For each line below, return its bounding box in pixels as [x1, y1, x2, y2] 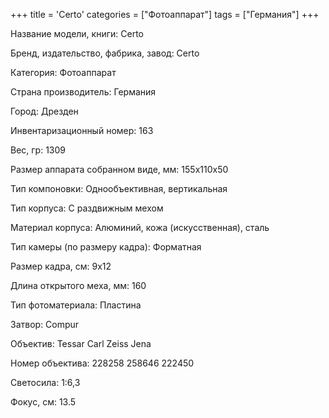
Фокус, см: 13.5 [10, 396, 77, 408]
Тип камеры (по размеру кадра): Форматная [10, 241, 202, 253]
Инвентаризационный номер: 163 [10, 125, 154, 136]
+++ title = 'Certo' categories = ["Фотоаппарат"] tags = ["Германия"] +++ [10, 9, 320, 20]
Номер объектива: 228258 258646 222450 [10, 357, 195, 369]
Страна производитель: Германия [10, 86, 157, 98]
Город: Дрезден [10, 105, 79, 117]
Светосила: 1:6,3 [10, 377, 81, 388]
